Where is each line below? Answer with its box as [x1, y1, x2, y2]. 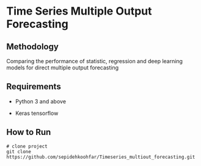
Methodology [6, 41, 59, 52]
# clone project [6, 143, 48, 150]
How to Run [6, 127, 51, 137]
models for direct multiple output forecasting [6, 64, 119, 71]
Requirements [6, 81, 61, 92]
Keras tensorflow [15, 109, 59, 117]
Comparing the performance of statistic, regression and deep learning [6, 58, 183, 64]
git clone [6, 148, 32, 154]
